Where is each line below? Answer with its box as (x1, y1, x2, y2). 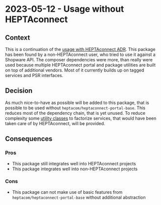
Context (5, 33, 30, 42)
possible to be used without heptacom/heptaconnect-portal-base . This (5, 104, 146, 111)
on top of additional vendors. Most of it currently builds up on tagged (5, 67, 144, 73)
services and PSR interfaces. (5, 73, 64, 78)
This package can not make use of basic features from (12, 189, 123, 195)
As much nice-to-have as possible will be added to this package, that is (5, 100, 149, 105)
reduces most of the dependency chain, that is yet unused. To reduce (5, 110, 146, 116)
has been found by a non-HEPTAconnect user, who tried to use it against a (5, 51, 156, 57)
